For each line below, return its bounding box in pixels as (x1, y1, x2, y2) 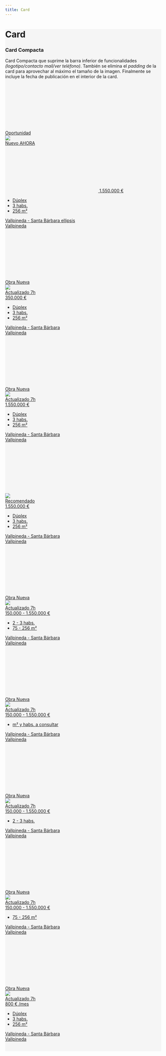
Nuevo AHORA (5, 140, 36, 146)
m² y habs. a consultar (12, 722, 58, 728)
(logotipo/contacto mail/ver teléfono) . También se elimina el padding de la (5, 63, 157, 69)
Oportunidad (5, 130, 31, 136)
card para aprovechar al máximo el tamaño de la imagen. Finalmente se (5, 68, 151, 75)
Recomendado (5, 498, 35, 504)
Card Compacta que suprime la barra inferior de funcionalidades (5, 58, 137, 64)
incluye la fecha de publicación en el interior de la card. (5, 74, 118, 80)
